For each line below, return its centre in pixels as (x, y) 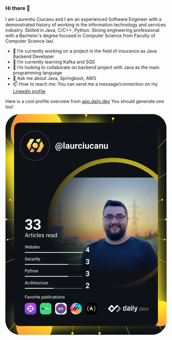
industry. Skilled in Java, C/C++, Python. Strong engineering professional (82, 30)
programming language (37, 73)
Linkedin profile (29, 91)
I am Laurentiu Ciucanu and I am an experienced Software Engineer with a (83, 19)
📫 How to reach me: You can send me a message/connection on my (85, 84)
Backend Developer (34, 56)
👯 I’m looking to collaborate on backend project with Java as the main (86, 67)
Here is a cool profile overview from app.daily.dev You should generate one (85, 102)
